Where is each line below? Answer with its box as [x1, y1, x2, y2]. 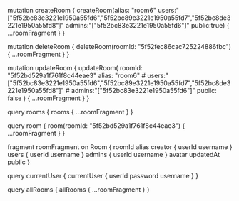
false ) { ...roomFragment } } [7, 94, 90, 102]
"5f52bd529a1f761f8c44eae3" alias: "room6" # [7, 71, 146, 80]
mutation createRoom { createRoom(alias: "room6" [7, 6, 157, 14]
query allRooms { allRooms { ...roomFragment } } [7, 185, 150, 194]
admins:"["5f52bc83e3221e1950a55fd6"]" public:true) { [65, 21, 230, 29]
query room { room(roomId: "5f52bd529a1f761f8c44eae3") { [7, 121, 185, 130]
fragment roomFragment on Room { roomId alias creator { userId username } [7, 143, 233, 151]
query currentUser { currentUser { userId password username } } [7, 172, 198, 180]
